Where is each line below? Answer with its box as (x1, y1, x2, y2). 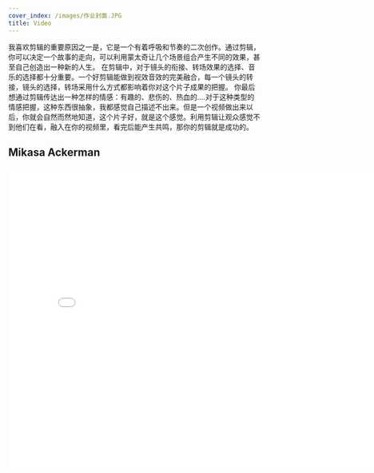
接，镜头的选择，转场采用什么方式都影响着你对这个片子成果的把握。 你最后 (8, 81, 256, 92)
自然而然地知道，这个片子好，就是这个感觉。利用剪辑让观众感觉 (42, 112, 253, 121)
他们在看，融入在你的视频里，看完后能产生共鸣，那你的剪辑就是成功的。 (14, 121, 253, 132)
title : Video (8, 19, 52, 27)
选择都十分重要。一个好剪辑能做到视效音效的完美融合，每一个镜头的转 (22, 72, 253, 81)
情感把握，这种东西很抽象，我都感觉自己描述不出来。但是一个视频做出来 (8, 101, 246, 112)
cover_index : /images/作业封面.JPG (8, 11, 122, 20)
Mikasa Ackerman (8, 145, 101, 159)
